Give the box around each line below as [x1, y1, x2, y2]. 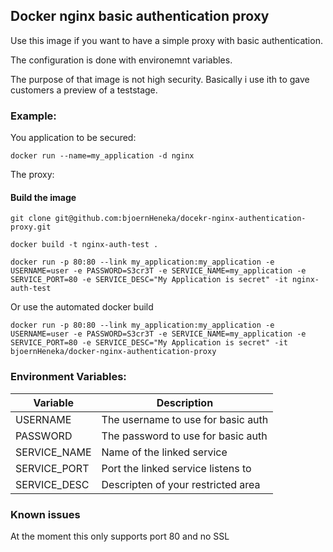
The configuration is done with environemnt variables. [10, 54, 233, 66]
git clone [10, 214, 52, 224]
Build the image [10, 191, 77, 203]
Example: [10, 109, 57, 123]
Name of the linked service [101, 445, 228, 459]
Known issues [10, 507, 81, 521]
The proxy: [10, 169, 55, 181]
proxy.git [10, 222, 52, 233]
